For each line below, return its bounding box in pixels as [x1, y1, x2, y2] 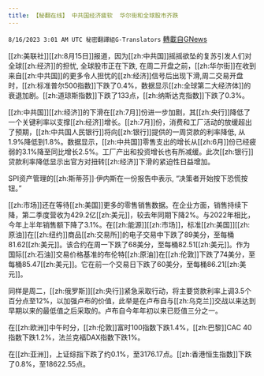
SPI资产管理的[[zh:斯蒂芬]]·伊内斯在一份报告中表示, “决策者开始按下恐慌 [8, 173, 242, 182]
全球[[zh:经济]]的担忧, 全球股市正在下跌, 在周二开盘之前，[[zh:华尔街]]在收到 [8, 61, 256, 70]
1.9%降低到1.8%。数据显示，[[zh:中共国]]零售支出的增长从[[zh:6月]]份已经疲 [8, 137, 257, 146]
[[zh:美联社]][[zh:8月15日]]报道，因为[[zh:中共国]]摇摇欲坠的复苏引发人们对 [8, 51, 252, 60]
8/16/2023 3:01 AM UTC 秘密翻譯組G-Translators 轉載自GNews [8, 34, 207, 43]
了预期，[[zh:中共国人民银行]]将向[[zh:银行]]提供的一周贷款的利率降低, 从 [8, 127, 246, 137]
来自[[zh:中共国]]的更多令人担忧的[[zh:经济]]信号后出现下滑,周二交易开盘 [8, 70, 244, 80]
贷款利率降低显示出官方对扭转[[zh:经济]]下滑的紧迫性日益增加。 [8, 156, 215, 166]
